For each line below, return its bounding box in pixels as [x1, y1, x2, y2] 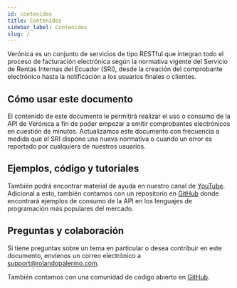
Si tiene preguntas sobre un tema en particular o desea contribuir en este [7, 243, 222, 252]
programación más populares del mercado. [7, 204, 134, 213]
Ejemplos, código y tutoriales [7, 163, 139, 175]
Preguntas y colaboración [7, 225, 125, 237]
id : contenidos [7, 10, 53, 18]
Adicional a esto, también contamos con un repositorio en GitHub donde [7, 189, 219, 198]
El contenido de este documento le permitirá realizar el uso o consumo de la [7, 112, 231, 121]
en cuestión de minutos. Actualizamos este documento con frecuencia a [7, 127, 220, 136]
